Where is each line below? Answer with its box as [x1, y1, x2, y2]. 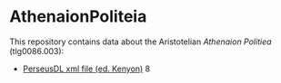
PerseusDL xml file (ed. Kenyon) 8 [22, 63, 151, 74]
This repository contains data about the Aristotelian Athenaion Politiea [9, 36, 272, 47]
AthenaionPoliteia [9, 6, 147, 27]
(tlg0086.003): [9, 45, 65, 56]
